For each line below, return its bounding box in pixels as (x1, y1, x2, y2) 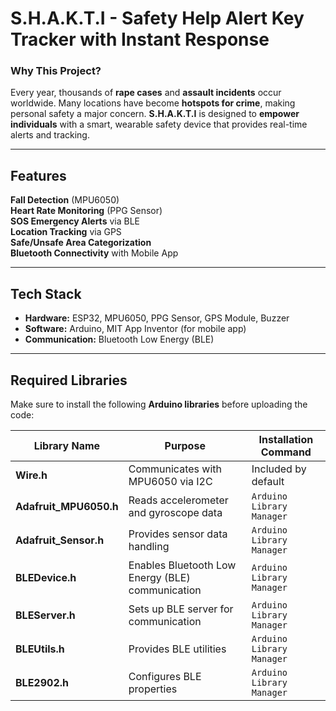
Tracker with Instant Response (10, 28, 270, 51)
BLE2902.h (15, 675, 69, 689)
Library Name (33, 438, 101, 452)
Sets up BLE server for (128, 602, 234, 616)
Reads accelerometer (128, 493, 229, 507)
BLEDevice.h (15, 570, 77, 584)
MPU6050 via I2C (128, 474, 213, 488)
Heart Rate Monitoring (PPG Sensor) (10, 205, 163, 217)
